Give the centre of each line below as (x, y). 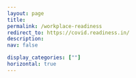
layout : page (26, 13)
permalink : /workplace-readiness (55, 26)
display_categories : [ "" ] (44, 58)
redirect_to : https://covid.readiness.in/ (68, 32)
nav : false (23, 45)
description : (26, 39)
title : (16, 20)
